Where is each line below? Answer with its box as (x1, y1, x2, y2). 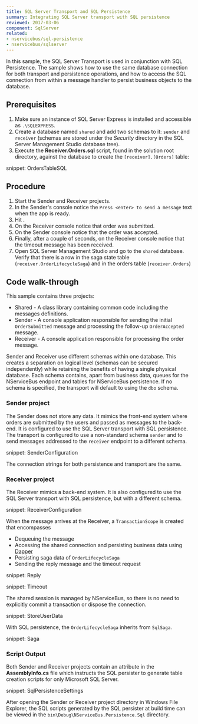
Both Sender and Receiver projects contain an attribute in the (6, 663, 154, 670)
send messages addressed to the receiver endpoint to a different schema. (6, 437, 187, 445)
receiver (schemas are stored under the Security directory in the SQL (14, 134, 184, 141)
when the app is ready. (14, 210, 71, 217)
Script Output (6, 650, 46, 658)
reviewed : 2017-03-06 (6, 19, 60, 25)
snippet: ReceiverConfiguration (6, 506, 82, 513)
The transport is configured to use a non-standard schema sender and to (6, 431, 183, 438)
